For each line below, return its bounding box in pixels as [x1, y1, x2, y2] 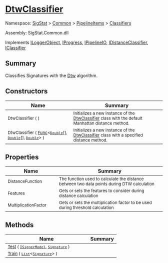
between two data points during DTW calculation [59, 181, 155, 187]
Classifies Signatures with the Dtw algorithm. [5, 72, 98, 78]
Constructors [5, 87, 48, 95]
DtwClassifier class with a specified [73, 132, 143, 138]
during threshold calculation [59, 205, 114, 210]
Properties [5, 152, 39, 161]
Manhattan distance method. [73, 120, 130, 126]
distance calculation [59, 193, 98, 198]
